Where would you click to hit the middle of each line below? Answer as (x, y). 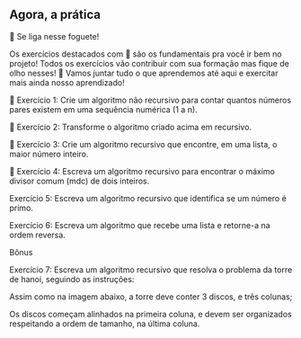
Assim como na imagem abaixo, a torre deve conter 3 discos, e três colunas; (151, 297)
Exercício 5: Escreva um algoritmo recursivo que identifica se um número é (148, 198)
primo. (22, 208)
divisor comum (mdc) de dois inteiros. (80, 181)
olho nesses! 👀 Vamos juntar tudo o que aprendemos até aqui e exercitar (144, 73)
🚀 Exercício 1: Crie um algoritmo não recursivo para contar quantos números (150, 100)
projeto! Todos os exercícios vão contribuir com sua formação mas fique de (149, 63)
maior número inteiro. (49, 154)
